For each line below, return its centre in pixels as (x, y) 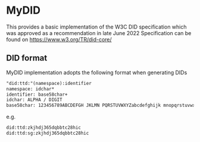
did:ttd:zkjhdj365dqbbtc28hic (44, 128)
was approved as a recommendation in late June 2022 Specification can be (99, 33)
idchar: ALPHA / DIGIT (34, 100)
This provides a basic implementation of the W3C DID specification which (96, 27)
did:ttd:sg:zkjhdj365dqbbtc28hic (48, 133)
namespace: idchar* (30, 89)
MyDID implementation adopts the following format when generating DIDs (97, 72)
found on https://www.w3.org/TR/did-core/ (59, 39)
